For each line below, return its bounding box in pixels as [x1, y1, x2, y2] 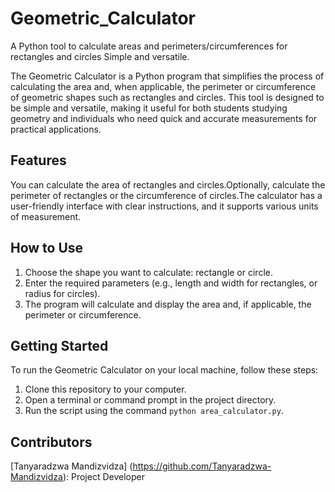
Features [10, 152, 67, 169]
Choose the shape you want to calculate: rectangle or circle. [24, 266, 273, 278]
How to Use [10, 240, 84, 257]
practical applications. [10, 123, 102, 135]
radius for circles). [24, 287, 101, 299]
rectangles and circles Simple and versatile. [10, 50, 190, 62]
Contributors [10, 433, 93, 451]
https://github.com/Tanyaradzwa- [132, 460, 272, 472]
